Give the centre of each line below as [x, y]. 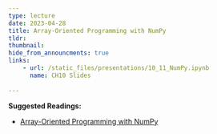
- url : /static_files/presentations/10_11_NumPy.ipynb [116, 68]
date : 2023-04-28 [37, 23]
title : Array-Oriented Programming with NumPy [87, 30]
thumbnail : [26, 46]
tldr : [17, 38]
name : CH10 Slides [60, 75]
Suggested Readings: [45, 106]
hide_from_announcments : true [59, 53]
